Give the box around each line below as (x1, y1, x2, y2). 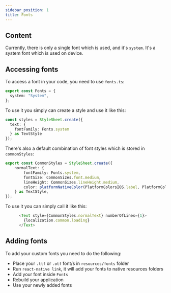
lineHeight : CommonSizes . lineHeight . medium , (23, 179, 120, 185)
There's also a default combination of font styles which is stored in (5, 145, 145, 151)
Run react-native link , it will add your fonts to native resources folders (12, 265, 164, 272)
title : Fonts (5, 12, 33, 17)
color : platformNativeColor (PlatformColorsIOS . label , (23, 185, 140, 190)
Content (5, 31, 32, 40)
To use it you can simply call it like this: (5, 203, 87, 210)
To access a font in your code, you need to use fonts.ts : (5, 79, 125, 85)
